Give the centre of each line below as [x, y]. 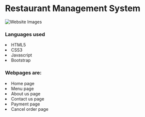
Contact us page [28, 99]
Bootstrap [21, 60]
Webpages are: [24, 73]
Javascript [22, 55]
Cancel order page [30, 109]
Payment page [26, 104]
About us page [26, 94]
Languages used [25, 34]
